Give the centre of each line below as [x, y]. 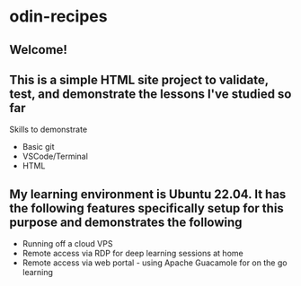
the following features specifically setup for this [147, 208]
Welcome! [38, 50]
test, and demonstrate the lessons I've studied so [150, 94]
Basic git [39, 147]
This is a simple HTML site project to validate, [139, 79]
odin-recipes [58, 17]
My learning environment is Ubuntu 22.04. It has [148, 194]
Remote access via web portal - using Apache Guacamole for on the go [155, 263]
